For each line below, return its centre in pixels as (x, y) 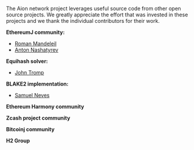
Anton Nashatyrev (36, 50)
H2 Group (18, 141)
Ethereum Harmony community (45, 107)
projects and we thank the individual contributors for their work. (83, 21)
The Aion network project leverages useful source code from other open (94, 8)
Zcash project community (38, 118)
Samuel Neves (32, 95)
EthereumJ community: (35, 32)
